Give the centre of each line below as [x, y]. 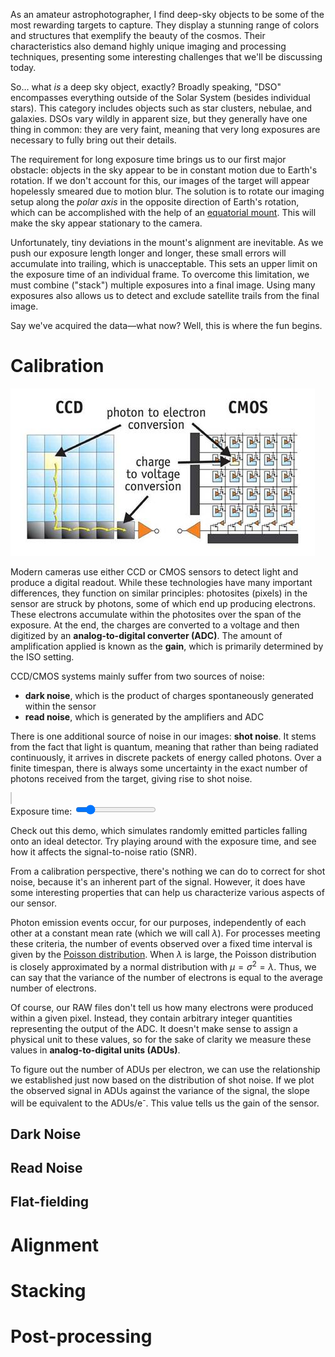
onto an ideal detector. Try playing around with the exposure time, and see [163, 841]
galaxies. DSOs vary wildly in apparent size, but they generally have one [159, 118]
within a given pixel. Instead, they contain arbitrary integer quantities [151, 1018]
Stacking [48, 1290]
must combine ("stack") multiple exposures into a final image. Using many [163, 285]
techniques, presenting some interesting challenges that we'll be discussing [166, 57]
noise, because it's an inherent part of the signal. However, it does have [158, 881]
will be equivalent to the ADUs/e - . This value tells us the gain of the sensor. [165, 1102]
